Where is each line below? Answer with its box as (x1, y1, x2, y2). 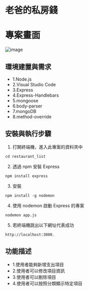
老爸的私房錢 (5, 5, 58, 16)
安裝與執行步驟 (5, 130, 51, 138)
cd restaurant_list (5, 154, 46, 159)
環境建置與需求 (5, 63, 51, 71)
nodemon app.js (5, 212, 37, 217)
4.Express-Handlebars (12, 92, 59, 98)
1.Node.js (12, 76, 32, 82)
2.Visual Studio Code (12, 81, 56, 87)
